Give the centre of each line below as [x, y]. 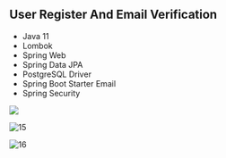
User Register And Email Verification [113, 15]
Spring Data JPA [52, 64]
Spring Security [51, 93]
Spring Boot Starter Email [69, 83]
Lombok [38, 46]
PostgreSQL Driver [57, 74]
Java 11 [35, 36]
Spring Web [44, 55]
